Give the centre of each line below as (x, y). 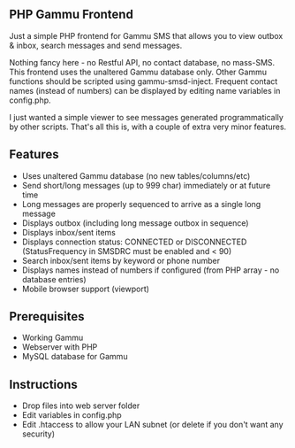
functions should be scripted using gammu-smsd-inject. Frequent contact (144, 81)
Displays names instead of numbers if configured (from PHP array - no (151, 270)
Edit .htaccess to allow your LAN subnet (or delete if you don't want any (153, 425)
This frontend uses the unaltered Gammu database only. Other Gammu (138, 72)
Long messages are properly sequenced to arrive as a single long (141, 204)
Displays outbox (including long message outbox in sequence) (135, 223)
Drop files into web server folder (81, 406)
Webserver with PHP (60, 347)
